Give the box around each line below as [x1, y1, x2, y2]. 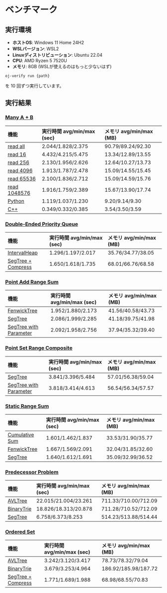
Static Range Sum [5, 402, 49, 409]
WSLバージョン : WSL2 [12, 46, 59, 52]
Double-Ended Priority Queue [5, 221, 79, 228]
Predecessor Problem [5, 469, 59, 475]
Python [7, 197, 25, 204]
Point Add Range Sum [5, 278, 59, 285]
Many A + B [5, 114, 34, 121]
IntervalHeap [7, 249, 38, 256]
